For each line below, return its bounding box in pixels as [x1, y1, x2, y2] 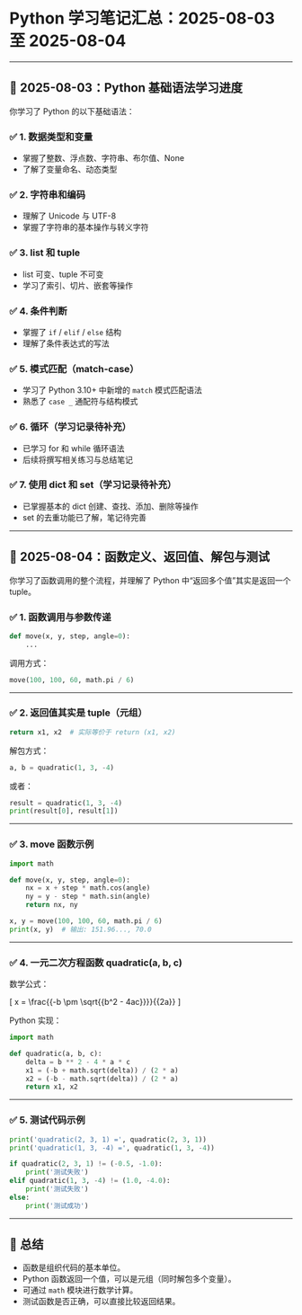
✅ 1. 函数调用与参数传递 [9, 610, 111, 623]
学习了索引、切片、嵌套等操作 [22, 280, 133, 290]
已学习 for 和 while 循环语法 [22, 442, 125, 454]
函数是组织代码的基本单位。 [22, 1262, 126, 1273]
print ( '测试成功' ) [25, 1201, 89, 1210]
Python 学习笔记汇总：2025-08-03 [9, 8, 276, 29]
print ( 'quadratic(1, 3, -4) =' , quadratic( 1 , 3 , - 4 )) [9, 1143, 216, 1152]
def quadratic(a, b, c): [9, 1049, 102, 1058]
